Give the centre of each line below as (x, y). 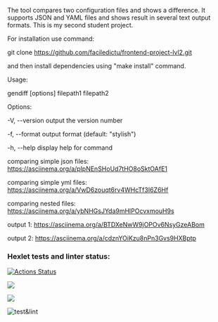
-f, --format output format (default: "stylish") (72, 134)
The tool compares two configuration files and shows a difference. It (107, 10)
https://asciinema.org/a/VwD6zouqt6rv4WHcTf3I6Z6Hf (88, 190)
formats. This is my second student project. (70, 25)
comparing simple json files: (48, 161)
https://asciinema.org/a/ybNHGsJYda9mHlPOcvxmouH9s (91, 211)
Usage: (18, 79)
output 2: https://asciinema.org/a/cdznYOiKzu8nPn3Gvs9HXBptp (102, 238)
